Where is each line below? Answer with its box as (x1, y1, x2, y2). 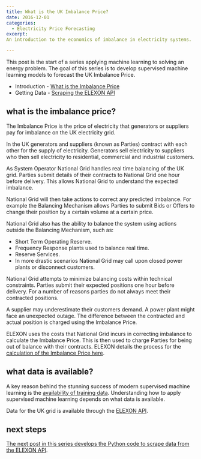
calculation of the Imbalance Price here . (6, 349, 105, 356)
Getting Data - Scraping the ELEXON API (14, 89, 115, 96)
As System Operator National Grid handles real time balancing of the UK (6, 164, 184, 172)
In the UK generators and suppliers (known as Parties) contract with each (6, 140, 188, 148)
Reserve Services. (14, 250, 60, 258)
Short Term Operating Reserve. (14, 238, 92, 245)
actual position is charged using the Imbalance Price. (6, 319, 137, 326)
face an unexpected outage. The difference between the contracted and (6, 312, 185, 319)
